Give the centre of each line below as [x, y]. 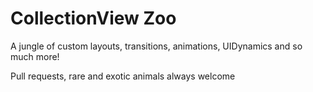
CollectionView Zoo [93, 18]
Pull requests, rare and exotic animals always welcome [123, 76]
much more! [35, 56]
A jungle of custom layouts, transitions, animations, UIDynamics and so [156, 46]
